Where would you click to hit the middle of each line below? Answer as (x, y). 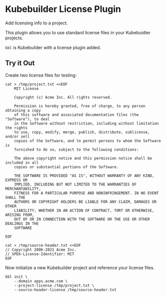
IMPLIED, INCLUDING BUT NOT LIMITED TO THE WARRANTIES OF (75, 184)
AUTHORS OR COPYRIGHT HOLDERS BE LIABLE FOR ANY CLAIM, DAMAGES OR (85, 202)
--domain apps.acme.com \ (41, 281)
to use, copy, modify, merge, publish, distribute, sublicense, (82, 132)
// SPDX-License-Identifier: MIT (40, 254)
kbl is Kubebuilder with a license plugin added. (53, 47)
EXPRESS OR (16, 180)
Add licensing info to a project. (37, 23)
